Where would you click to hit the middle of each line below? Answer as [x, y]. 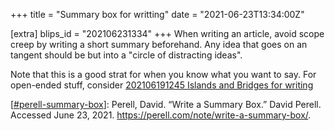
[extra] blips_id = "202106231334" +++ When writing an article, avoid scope [167, 33]
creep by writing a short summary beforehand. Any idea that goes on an [159, 44]
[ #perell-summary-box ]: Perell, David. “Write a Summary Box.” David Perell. [166, 104]
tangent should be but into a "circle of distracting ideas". [126, 55]
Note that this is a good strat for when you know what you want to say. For [163, 74]
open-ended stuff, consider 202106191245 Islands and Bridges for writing [162, 85]
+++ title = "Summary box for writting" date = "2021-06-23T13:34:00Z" [157, 14]
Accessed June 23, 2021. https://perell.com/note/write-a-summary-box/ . [161, 115]
